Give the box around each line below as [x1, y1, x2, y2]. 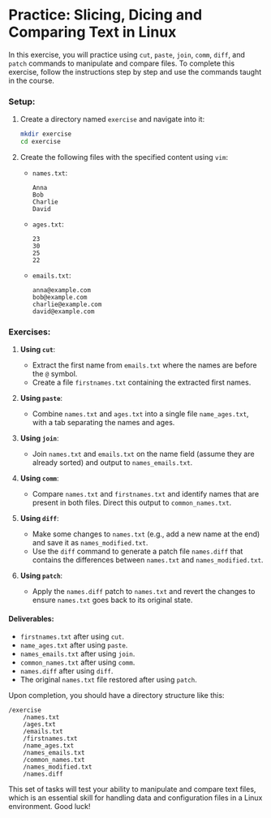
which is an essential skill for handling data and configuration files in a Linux [8, 793, 263, 803]
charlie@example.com [32, 300, 102, 308]
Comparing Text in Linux [8, 23, 177, 41]
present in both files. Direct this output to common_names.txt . [32, 497, 232, 508]
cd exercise [19, 138, 61, 146]
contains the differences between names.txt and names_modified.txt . [32, 555, 264, 565]
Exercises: [8, 326, 51, 338]
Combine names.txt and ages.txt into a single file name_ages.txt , [32, 409, 249, 419]
